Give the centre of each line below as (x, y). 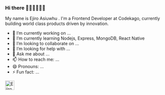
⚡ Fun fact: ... (26, 72)
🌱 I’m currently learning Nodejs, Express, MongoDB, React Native (78, 38)
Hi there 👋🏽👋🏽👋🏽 (25, 8)
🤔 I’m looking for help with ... (41, 49)
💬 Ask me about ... (31, 54)
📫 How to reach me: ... (36, 59)
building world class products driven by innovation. (57, 24)
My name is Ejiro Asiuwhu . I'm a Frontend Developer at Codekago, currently (82, 19)
